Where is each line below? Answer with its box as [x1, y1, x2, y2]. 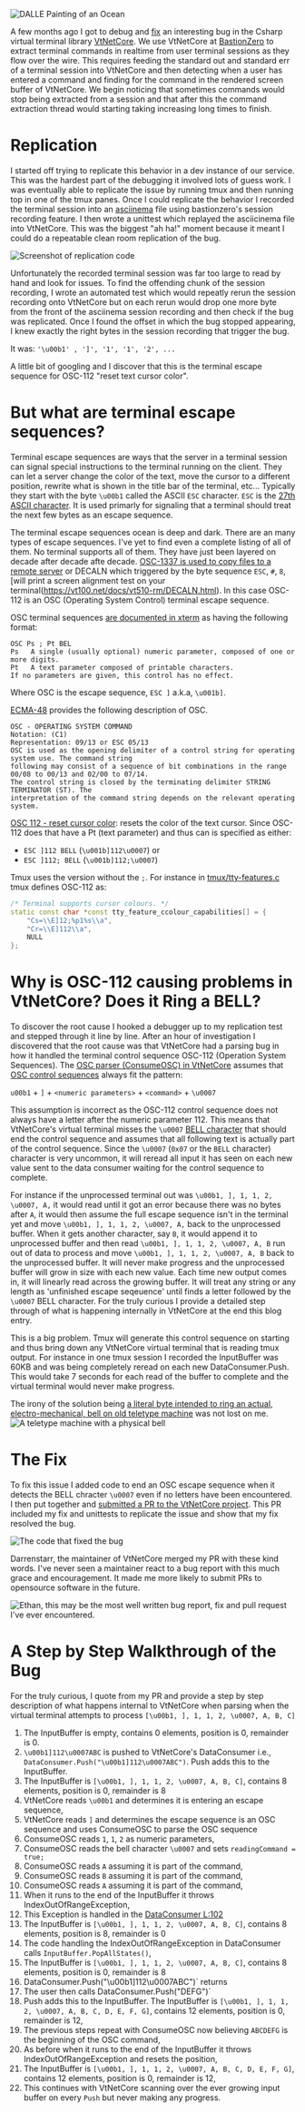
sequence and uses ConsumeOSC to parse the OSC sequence [23, 1823, 258, 1834]
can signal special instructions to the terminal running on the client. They [10, 461, 282, 472]
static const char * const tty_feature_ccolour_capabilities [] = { [10, 908, 267, 917]
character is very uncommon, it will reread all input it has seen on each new [10, 1153, 293, 1164]
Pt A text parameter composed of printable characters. [10, 663, 234, 672]
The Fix [10, 1449, 67, 1470]
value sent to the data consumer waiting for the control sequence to [10, 1163, 264, 1174]
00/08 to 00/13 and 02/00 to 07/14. [10, 770, 149, 779]
